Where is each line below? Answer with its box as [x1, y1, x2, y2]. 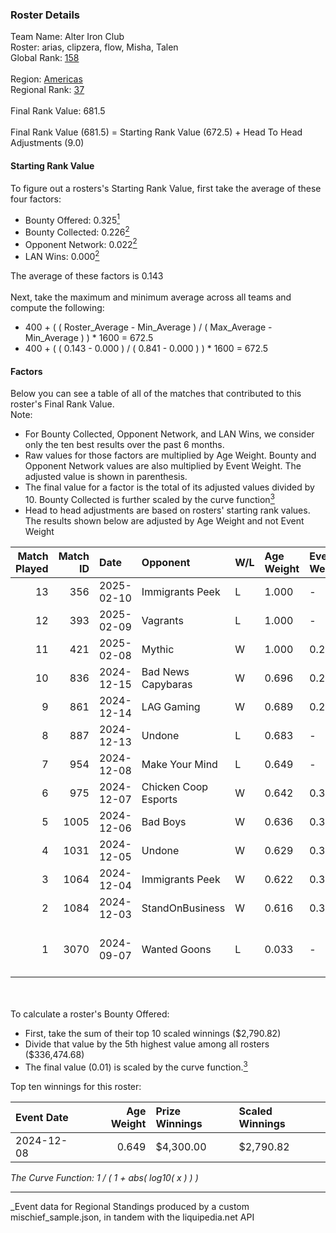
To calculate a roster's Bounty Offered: [10, 1008, 170, 1020]
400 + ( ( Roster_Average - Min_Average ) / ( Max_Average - [24, 321, 273, 333]
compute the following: [10, 302, 105, 314]
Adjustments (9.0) [10, 137, 85, 149]
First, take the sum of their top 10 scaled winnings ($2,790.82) [24, 1027, 282, 1039]
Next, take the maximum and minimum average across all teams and [10, 291, 292, 303]
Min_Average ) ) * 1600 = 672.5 [24, 332, 154, 344]
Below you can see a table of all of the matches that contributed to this [10, 388, 302, 400]
